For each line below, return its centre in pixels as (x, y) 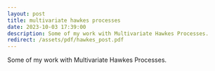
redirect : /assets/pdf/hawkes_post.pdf (66, 40)
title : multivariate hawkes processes (64, 20)
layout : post (26, 14)
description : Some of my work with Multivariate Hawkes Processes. (108, 33)
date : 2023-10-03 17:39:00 (47, 27)
